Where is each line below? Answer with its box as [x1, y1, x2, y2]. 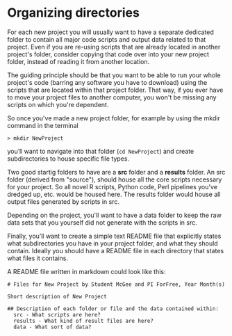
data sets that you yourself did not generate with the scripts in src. [7, 218, 197, 227]
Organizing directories [7, 5, 140, 21]
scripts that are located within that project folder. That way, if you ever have [7, 86, 224, 94]
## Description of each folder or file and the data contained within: [7, 305, 219, 312]
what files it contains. [7, 254, 68, 262]
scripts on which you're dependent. [7, 100, 109, 109]
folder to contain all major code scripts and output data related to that [7, 35, 206, 43]
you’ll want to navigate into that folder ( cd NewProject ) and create [7, 147, 194, 155]
